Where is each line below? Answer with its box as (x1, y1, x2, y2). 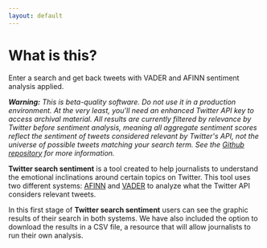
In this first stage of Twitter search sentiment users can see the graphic (8, 205, 249, 214)
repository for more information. (8, 148, 115, 157)
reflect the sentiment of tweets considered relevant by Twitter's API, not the (8, 131, 260, 140)
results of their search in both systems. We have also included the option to (8, 213, 259, 223)
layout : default (8, 11, 63, 20)
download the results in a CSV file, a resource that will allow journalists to (8, 222, 251, 231)
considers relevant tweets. (8, 189, 97, 199)
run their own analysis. (8, 230, 84, 240)
